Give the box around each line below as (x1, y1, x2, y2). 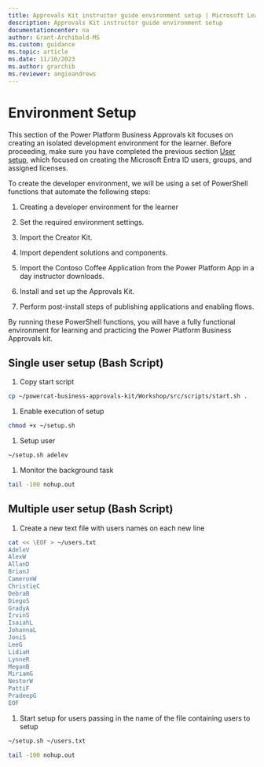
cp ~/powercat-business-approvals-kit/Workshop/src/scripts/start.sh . (8, 392, 247, 401)
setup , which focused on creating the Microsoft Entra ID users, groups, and (8, 155, 252, 164)
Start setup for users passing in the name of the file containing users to (19, 713, 251, 723)
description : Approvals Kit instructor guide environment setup (8, 19, 223, 27)
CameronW (8, 575, 37, 583)
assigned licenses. (8, 163, 68, 173)
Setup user (19, 436, 56, 446)
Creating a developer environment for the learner (19, 202, 179, 211)
